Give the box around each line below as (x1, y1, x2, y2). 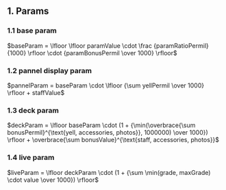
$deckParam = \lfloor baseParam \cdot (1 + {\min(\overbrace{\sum (7, 121, 196, 129)
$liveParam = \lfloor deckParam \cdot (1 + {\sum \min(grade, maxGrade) (7, 168, 211, 176)
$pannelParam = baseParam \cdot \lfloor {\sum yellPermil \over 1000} (7, 81, 204, 90)
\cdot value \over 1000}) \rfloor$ (7, 176, 99, 184)
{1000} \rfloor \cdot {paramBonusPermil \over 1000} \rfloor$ (7, 49, 177, 57)
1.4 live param (7, 153, 55, 163)
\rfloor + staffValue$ (7, 88, 65, 96)
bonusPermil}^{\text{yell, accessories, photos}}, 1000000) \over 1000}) (7, 128, 209, 137)
